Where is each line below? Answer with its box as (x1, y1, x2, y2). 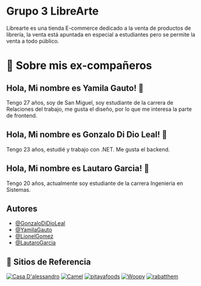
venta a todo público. (6, 37, 60, 44)
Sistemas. (6, 186, 31, 193)
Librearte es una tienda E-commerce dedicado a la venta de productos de (6, 24, 191, 32)
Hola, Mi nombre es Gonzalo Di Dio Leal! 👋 (6, 130, 168, 140)
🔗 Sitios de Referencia (6, 257, 91, 267)
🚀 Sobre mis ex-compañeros (6, 59, 152, 72)
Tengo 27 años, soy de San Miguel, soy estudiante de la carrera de (6, 99, 174, 106)
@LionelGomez (15, 232, 53, 240)
